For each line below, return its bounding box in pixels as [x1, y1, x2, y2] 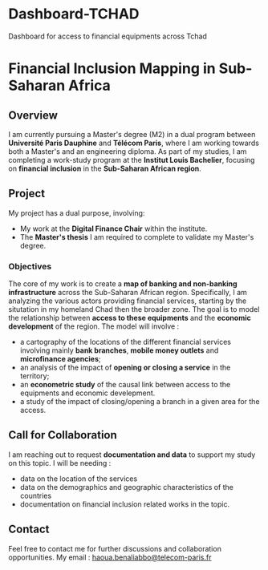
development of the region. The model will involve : [8, 321, 180, 331]
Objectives [8, 261, 52, 272]
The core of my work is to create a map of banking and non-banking [8, 279, 238, 289]
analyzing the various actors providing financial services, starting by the [8, 296, 247, 305]
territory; [19, 371, 50, 381]
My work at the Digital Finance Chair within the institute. [19, 224, 208, 233]
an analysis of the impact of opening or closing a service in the [19, 362, 231, 373]
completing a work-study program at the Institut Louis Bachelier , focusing [8, 155, 255, 164]
